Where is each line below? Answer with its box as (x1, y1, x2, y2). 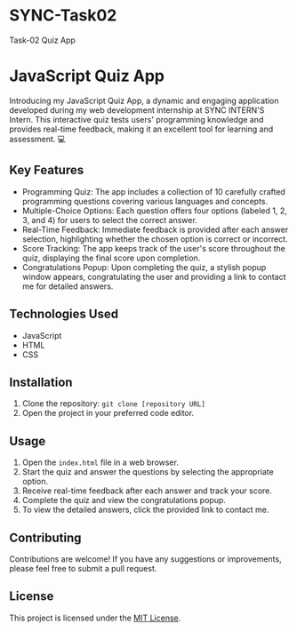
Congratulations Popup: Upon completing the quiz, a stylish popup (21, 261, 267, 272)
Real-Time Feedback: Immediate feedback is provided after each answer (21, 224, 289, 235)
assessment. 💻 (9, 133, 67, 144)
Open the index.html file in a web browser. (21, 457, 180, 468)
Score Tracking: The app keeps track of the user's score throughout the (21, 243, 286, 253)
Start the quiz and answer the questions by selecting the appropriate (21, 467, 274, 477)
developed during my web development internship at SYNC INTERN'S (9, 104, 265, 116)
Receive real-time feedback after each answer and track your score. (21, 485, 273, 496)
